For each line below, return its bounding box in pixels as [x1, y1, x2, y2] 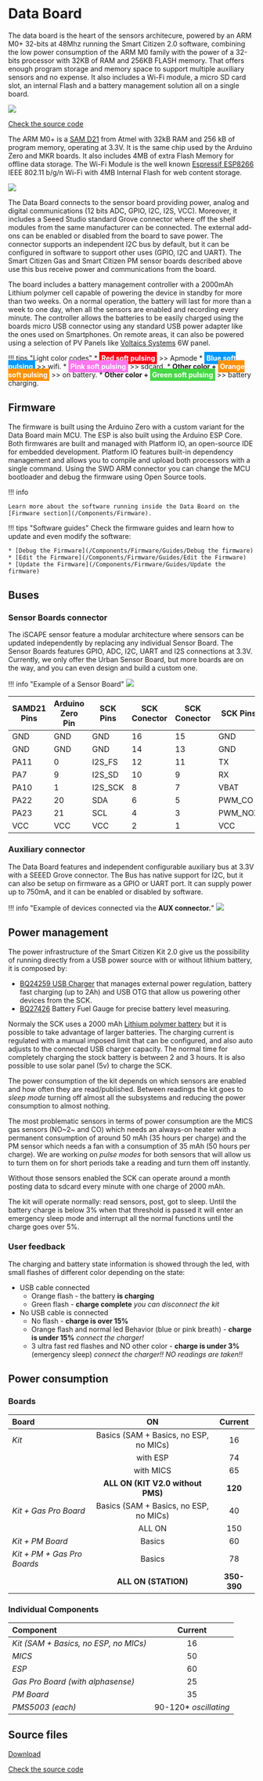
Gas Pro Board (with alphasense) [12, 1676, 135, 1687]
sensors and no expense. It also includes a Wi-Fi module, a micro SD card [8, 72, 247, 82]
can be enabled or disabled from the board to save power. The [21, 231, 223, 240]
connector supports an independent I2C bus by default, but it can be [8, 239, 229, 248]
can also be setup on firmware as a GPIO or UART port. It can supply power [8, 878, 252, 888]
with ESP [135, 1452, 169, 1463]
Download [8, 1749, 41, 1758]
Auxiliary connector [8, 844, 86, 855]
